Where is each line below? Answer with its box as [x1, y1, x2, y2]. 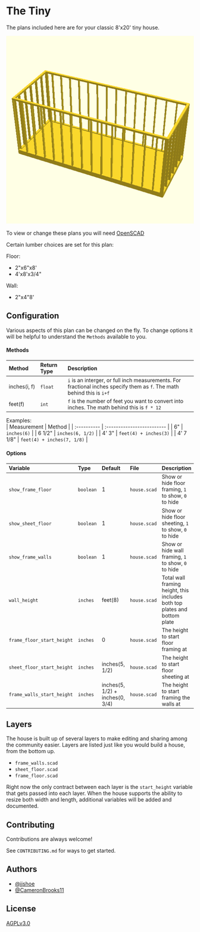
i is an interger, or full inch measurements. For [67, 377, 182, 384]
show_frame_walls [8, 554, 52, 560]
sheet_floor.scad [14, 767, 58, 773]
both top [161, 599, 183, 607]
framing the [161, 694, 190, 701]
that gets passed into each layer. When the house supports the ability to [6, 790, 183, 797]
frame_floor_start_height [8, 637, 73, 643]
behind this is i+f [67, 389, 110, 396]
